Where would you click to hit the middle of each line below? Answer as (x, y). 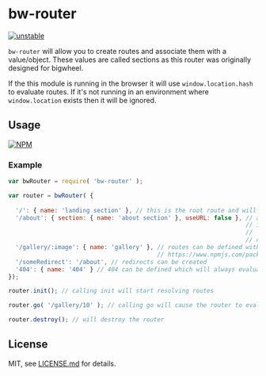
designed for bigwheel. (46, 67)
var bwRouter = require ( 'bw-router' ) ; (76, 182)
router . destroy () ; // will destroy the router (86, 320)
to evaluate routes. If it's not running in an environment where (109, 91)
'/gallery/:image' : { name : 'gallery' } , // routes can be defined (129, 247)
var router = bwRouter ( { (51, 195)
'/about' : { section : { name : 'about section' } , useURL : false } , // (134, 218)
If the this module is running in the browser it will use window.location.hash (131, 83)
